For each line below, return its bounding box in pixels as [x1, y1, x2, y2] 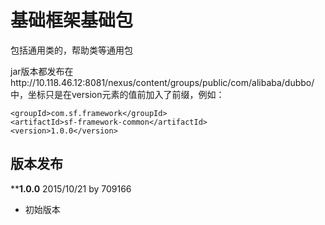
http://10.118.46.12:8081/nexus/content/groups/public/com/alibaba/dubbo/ [10, 76, 315, 88]
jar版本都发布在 [10, 65, 74, 77]
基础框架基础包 [10, 9, 134, 32]
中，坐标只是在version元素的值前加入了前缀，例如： [10, 88, 225, 100]
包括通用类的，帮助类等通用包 [10, 44, 133, 56]
